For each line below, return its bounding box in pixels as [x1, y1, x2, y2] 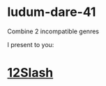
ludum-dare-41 [7, 4, 96, 20]
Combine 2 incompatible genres [7, 27, 100, 35]
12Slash [7, 65, 54, 80]
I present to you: [7, 40, 54, 49]
